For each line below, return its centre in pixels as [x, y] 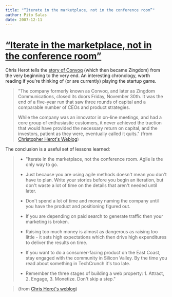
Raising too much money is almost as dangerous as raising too [92, 232]
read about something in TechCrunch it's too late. [78, 264]
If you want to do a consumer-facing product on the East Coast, [93, 253]
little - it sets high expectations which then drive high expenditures [96, 237]
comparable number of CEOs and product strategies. [74, 107]
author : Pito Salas [26, 15]
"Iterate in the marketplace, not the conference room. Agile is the [94, 159]
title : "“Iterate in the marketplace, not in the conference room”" [80, 10]
